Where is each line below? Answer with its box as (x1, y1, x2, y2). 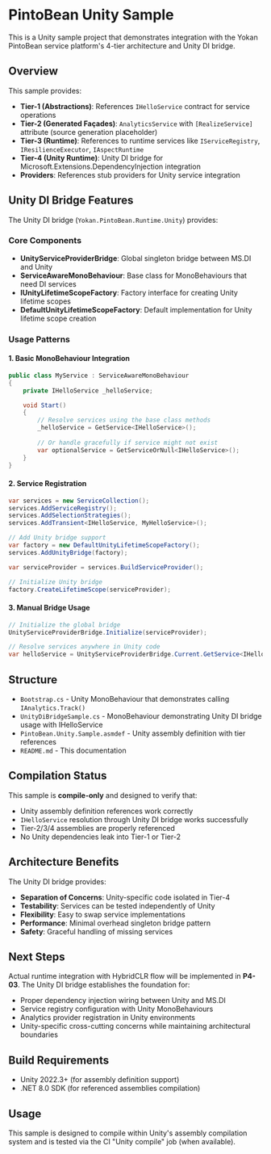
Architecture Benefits (8, 855, 119, 869)
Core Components (8, 235, 82, 246)
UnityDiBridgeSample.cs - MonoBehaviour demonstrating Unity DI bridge (19, 711, 262, 720)
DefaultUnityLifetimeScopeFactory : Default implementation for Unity (19, 304, 252, 314)
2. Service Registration (8, 479, 87, 489)
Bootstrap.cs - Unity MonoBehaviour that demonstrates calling (19, 694, 230, 703)
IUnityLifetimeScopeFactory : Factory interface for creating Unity (19, 287, 238, 297)
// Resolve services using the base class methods (37, 416, 211, 425)
